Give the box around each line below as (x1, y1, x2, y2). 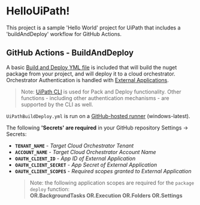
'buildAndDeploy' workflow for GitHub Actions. (6, 30, 122, 37)
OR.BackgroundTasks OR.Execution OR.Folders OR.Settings (29, 192, 183, 199)
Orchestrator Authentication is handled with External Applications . (6, 76, 169, 83)
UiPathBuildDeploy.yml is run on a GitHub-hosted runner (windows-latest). (6, 112, 190, 119)
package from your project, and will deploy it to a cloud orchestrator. (6, 70, 175, 77)
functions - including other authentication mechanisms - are (20, 94, 169, 101)
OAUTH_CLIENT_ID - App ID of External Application (14, 155, 136, 162)
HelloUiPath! (6, 4, 70, 18)
